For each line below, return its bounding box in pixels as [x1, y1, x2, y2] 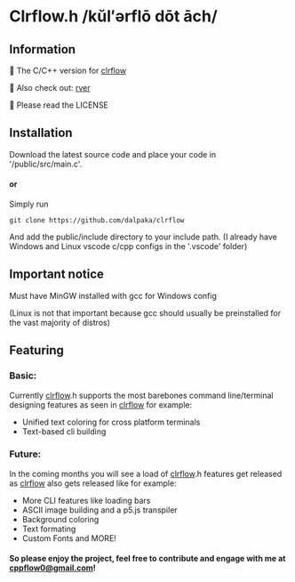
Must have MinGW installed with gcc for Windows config [9, 290, 218, 301]
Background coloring [21, 513, 100, 524]
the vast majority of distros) [9, 317, 111, 327]
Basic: [9, 369, 37, 382]
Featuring [9, 343, 65, 358]
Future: [9, 448, 42, 460]
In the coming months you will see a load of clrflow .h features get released [9, 468, 283, 479]
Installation [9, 125, 73, 141]
